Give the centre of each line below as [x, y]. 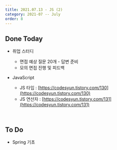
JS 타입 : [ [30, 88]
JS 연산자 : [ [32, 99]
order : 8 [14, 19]
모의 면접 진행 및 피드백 [42, 68]
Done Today [24, 39]
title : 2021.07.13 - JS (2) [34, 10]
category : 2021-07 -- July [33, 14]
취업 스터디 [23, 51]
